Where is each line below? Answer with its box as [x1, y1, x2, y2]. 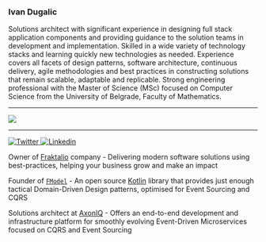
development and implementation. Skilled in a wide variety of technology [8, 41, 246, 51]
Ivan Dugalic [8, 6, 58, 17]
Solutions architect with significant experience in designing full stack [8, 25, 233, 34]
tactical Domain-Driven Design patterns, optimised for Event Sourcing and [8, 185, 250, 194]
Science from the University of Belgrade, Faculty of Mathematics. [8, 92, 222, 102]
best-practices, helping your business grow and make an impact [8, 161, 218, 171]
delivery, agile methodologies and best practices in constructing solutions [8, 67, 249, 76]
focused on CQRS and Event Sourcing [8, 225, 132, 235]
